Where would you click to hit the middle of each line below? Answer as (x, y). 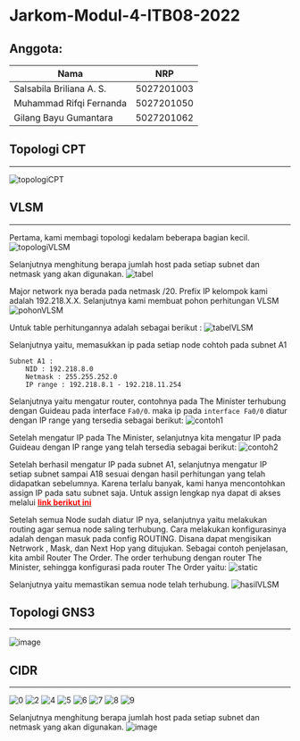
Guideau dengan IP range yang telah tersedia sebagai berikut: (123, 447)
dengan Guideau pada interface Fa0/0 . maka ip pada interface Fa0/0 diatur (148, 410)
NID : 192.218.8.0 (59, 369)
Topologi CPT (48, 150)
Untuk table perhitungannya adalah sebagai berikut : (106, 327)
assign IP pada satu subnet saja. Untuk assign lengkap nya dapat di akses (145, 493)
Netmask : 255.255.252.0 (71, 376)
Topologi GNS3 (52, 613)
